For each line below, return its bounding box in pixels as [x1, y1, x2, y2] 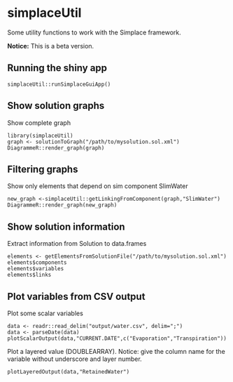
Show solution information [7, 220, 125, 232]
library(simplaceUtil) [7, 132, 73, 139]
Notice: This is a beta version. [7, 41, 94, 50]
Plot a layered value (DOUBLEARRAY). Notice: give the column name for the [7, 348, 225, 355]
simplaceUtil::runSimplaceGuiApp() [7, 81, 111, 88]
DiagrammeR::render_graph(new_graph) [7, 202, 118, 209]
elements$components [7, 259, 68, 266]
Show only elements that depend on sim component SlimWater [7, 182, 188, 190]
